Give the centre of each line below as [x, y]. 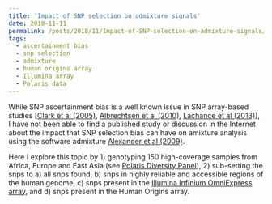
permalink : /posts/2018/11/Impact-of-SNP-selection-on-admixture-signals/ [137, 31]
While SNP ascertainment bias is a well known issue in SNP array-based [129, 107]
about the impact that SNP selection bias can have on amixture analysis [128, 132]
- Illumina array [45, 76]
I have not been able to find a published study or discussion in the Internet [132, 124]
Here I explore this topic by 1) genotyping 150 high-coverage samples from [133, 157]
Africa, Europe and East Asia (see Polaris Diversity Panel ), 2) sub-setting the [136, 165]
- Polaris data [41, 83]
